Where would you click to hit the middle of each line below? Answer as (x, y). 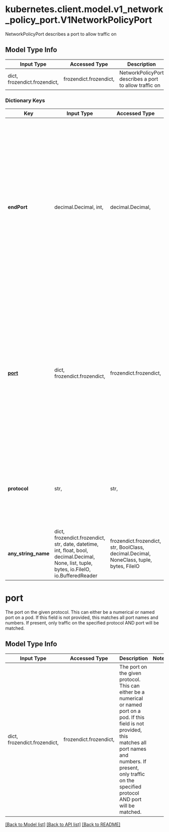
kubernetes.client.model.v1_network (84, 9)
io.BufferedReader (76, 576)
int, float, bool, (71, 550)
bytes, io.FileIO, (73, 569)
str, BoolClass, (127, 547)
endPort (18, 207)
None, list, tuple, (74, 563)
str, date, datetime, (77, 544)
